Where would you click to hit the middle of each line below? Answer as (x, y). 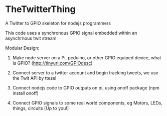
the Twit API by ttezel (34, 78)
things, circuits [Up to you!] (41, 108)
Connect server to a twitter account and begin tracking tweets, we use (85, 73)
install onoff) (26, 93)
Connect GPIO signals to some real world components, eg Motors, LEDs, (88, 103)
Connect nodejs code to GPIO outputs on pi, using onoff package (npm (86, 88)
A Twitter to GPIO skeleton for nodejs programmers (58, 23)
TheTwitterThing (41, 9)
